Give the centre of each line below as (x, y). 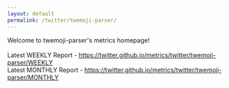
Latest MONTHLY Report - (45, 70)
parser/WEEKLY (30, 62)
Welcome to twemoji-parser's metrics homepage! (79, 40)
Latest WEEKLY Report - (42, 55)
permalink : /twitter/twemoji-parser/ (62, 20)
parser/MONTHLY (33, 77)
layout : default (31, 14)
